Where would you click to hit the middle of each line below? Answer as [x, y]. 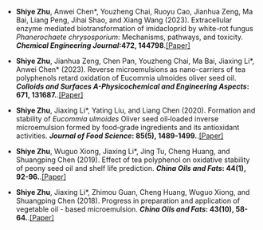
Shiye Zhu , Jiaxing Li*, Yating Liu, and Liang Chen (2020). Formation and [135, 110]
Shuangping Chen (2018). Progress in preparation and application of [128, 200]
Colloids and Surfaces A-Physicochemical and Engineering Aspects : [132, 86]
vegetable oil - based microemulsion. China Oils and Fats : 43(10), [125, 209]
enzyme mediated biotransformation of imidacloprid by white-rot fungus [134, 28]
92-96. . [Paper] [41, 176]
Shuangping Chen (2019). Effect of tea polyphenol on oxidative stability [133, 160]
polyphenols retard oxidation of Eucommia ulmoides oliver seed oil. [126, 78]
